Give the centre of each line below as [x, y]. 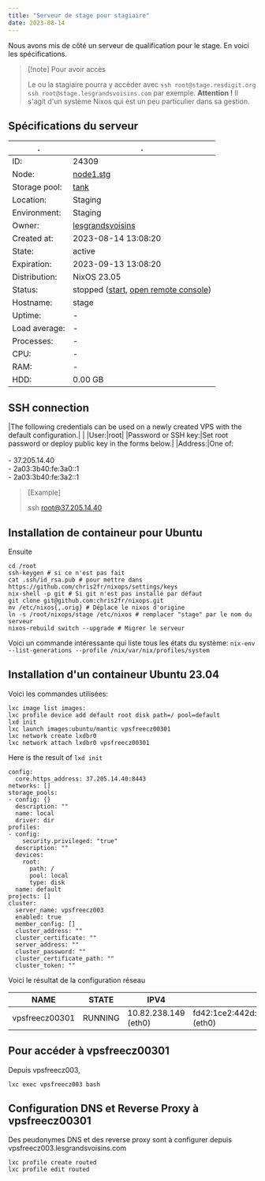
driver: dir [35, 820]
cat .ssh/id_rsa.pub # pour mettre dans [76, 580]
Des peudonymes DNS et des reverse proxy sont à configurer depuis [120, 1140]
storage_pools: [33, 792]
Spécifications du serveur [73, 126]
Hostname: [32, 303]
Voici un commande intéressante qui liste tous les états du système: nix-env [132, 643]
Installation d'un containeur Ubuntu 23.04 [114, 675]
